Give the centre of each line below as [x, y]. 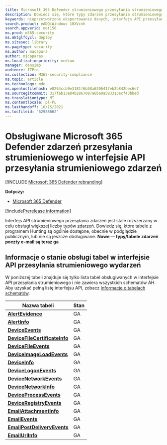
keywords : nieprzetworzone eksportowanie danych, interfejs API [73, 19]
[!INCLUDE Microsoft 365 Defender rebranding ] [54, 182]
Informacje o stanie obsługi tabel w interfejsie [78, 257]
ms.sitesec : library [27, 42]
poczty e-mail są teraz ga [32, 242]
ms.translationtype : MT [30, 98]
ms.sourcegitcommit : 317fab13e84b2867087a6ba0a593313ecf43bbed [72, 93]
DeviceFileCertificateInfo [38, 338]
